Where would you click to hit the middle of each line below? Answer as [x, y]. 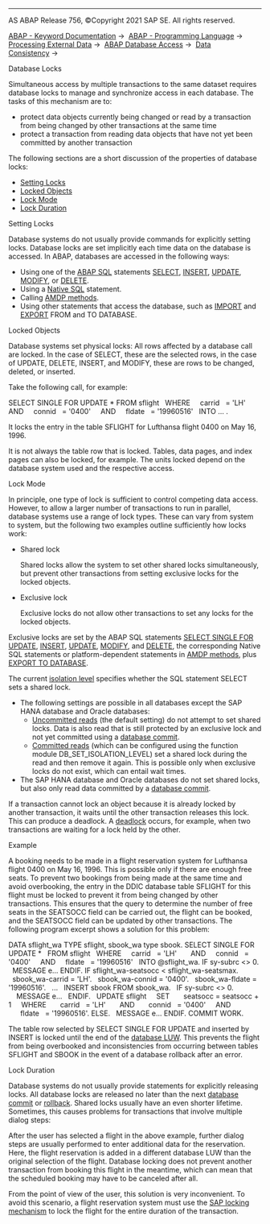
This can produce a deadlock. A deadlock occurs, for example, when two [129, 821]
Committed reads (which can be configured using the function [135, 745]
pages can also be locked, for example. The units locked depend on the [127, 459]
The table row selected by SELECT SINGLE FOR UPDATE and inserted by [129, 1029]
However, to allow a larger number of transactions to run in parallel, [120, 508]
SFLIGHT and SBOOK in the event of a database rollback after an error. [125, 1054]
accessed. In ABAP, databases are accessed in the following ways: [119, 256]
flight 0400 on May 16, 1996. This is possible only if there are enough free [130, 869]
